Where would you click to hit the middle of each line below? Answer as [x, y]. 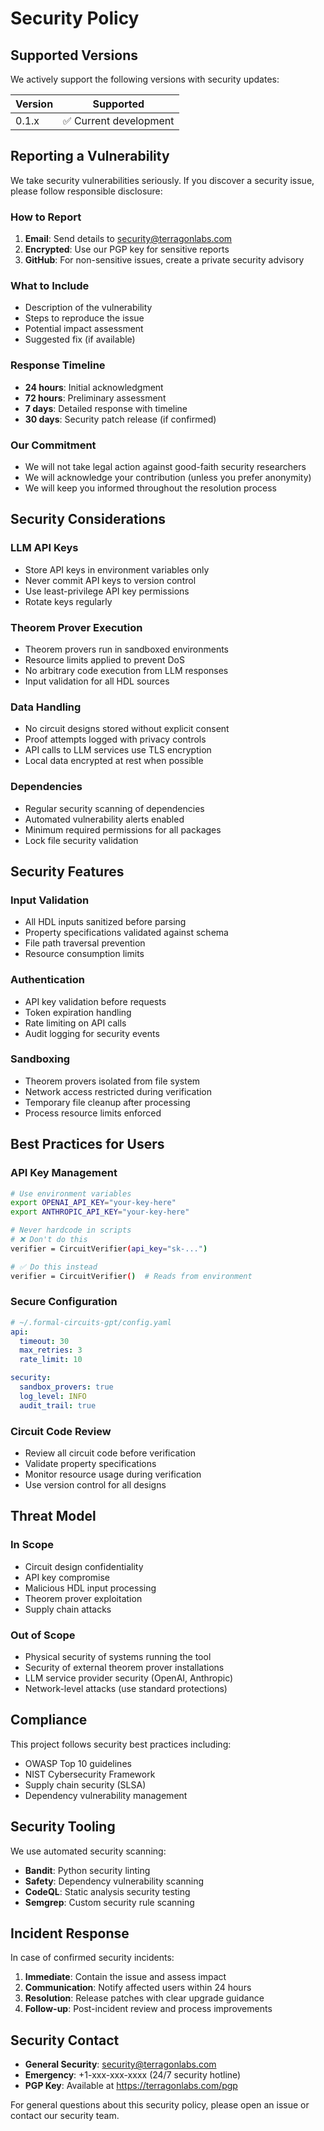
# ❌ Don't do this [49, 1240]
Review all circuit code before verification [110, 1453]
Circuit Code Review [61, 1431]
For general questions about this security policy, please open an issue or [160, 2105]
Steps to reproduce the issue [84, 318]
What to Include [50, 286]
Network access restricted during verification [118, 1091]
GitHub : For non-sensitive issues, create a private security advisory [164, 260]
